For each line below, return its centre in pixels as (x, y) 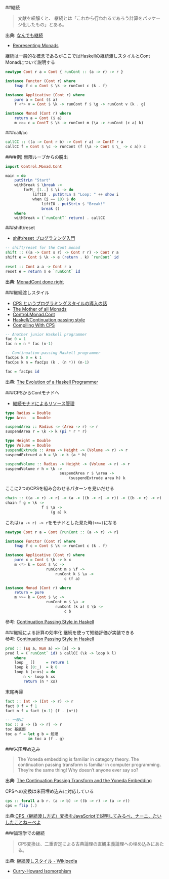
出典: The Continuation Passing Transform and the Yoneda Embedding (78, 780)
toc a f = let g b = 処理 (32, 734)
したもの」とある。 (47, 25)
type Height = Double (28, 441)
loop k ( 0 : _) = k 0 (36, 667)
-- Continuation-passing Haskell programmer (53, 353)
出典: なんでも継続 (24, 35)
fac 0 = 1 (16, 339)
